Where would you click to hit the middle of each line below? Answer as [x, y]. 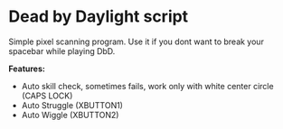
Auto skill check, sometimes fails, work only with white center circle [147, 86]
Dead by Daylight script [99, 17]
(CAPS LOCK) [47, 96]
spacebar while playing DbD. [62, 51]
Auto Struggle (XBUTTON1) [72, 105]
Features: [27, 69]
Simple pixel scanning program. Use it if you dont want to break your [136, 41]
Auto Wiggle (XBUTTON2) [70, 115]
